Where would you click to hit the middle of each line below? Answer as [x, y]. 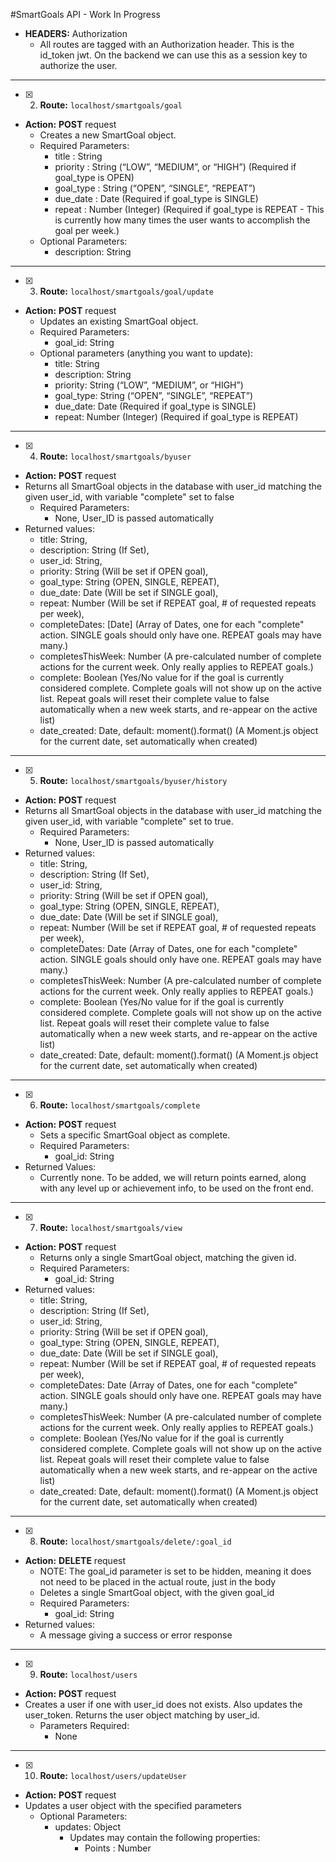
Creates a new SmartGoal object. [108, 135]
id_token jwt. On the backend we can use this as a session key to [173, 55]
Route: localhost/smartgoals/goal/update [126, 291]
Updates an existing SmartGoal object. [119, 321]
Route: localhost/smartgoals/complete [120, 1105]
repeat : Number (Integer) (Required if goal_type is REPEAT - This [189, 209]
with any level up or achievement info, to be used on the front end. [176, 1188]
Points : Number [118, 1848]
